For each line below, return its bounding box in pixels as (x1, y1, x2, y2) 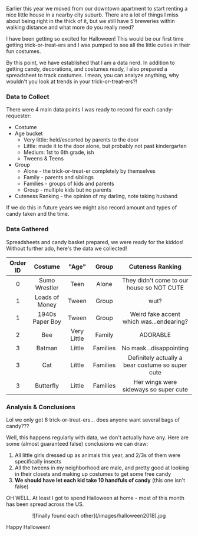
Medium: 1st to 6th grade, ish (23, 149, 94, 156)
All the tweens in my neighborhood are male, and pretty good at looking (14, 464, 189, 471)
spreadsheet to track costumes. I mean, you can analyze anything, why (6, 72, 179, 78)
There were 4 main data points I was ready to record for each (6, 106, 155, 113)
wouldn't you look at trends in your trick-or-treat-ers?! (6, 78, 137, 85)
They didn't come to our (121, 276, 189, 284)
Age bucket (14, 130, 43, 137)
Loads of (34, 293, 60, 301)
